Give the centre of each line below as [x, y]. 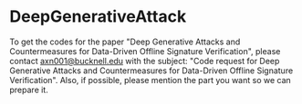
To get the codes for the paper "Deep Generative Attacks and [125, 42]
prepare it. [29, 90]
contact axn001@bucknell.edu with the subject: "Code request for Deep [145, 61]
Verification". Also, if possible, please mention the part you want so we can [151, 80]
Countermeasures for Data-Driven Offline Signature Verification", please [145, 51]
